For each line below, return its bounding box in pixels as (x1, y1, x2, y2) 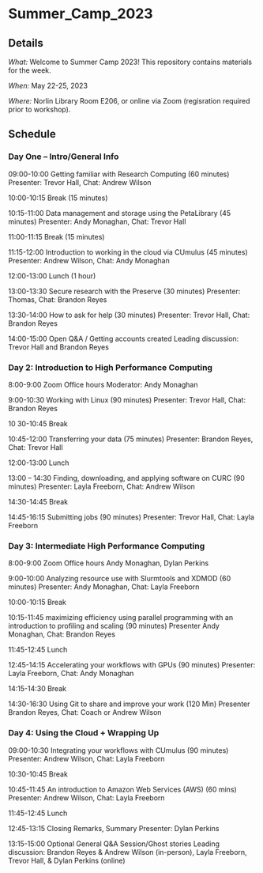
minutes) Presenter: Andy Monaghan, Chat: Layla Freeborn (8, 582, 200, 591)
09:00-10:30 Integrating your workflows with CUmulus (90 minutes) (8, 745, 229, 755)
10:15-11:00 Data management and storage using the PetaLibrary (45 (8, 208, 231, 217)
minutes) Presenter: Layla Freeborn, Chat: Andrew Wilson (8, 482, 196, 491)
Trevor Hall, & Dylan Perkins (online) (8, 856, 126, 865)
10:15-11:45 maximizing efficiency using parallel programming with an (8, 613, 234, 622)
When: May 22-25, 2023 (8, 81, 88, 90)
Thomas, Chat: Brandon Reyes (8, 294, 107, 304)
